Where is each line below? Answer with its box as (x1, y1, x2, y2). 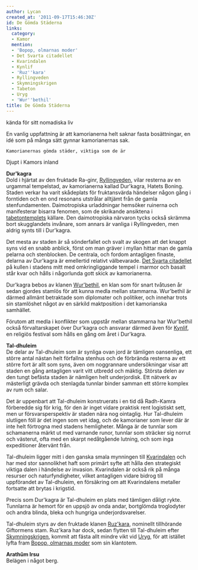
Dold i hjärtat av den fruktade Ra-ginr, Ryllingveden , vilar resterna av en (6, 176, 181, 183)
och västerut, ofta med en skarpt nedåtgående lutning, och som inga (6, 435, 174, 442)
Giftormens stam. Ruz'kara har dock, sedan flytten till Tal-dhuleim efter (6, 526, 180, 534)
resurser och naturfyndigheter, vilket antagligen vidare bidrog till (6, 472, 164, 479)
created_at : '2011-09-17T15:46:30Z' (6, 14, 97, 20)
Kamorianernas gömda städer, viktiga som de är (6, 148, 126, 154)
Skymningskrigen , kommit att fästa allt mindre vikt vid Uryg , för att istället (6, 533, 186, 540)
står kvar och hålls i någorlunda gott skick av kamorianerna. (6, 269, 152, 276)
